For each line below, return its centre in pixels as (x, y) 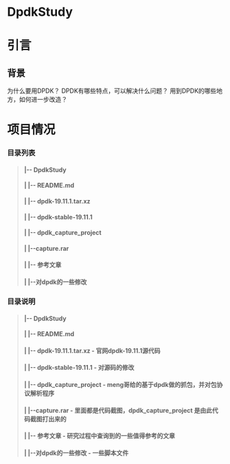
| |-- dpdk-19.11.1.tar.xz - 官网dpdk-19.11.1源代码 (92, 351)
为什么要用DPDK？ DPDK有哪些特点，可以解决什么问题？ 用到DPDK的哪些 (112, 91)
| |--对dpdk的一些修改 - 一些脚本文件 (76, 453)
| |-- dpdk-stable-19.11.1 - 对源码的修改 (79, 368)
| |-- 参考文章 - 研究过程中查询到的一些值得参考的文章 (100, 436)
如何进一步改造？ (43, 100)
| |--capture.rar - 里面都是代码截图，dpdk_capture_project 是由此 (118, 410)
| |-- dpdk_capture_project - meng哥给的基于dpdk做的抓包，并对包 (120, 384)
